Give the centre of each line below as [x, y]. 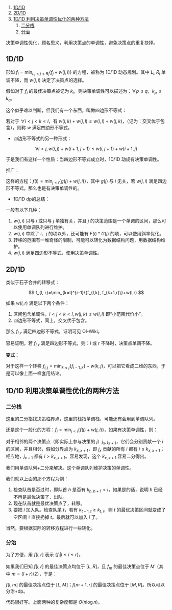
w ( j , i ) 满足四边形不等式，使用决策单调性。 [57, 253]
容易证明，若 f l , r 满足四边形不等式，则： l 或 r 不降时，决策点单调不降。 [80, 344]
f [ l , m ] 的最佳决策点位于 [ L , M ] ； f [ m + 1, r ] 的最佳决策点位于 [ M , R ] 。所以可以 [85, 584]
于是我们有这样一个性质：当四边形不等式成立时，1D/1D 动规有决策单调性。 [84, 159]
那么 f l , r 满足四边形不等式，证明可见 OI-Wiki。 [54, 332]
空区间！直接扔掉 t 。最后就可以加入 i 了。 [57, 517]
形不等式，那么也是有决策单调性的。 [44, 188]
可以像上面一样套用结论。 [37, 373]
